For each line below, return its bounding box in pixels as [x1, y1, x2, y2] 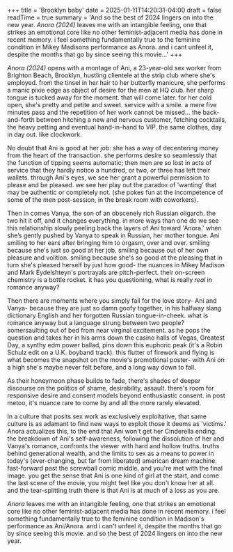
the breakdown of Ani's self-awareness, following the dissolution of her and [7, 434, 225, 443]
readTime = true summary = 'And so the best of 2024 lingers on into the [7, 13, 214, 22]
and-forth [7, 116, 35, 124]
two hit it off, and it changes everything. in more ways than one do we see [7, 216, 219, 225]
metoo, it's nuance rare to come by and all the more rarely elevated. [7, 399, 202, 407]
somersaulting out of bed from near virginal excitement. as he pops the [7, 326, 211, 334]
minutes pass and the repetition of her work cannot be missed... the [7, 108, 202, 116]
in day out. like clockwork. [7, 130, 82, 139]
